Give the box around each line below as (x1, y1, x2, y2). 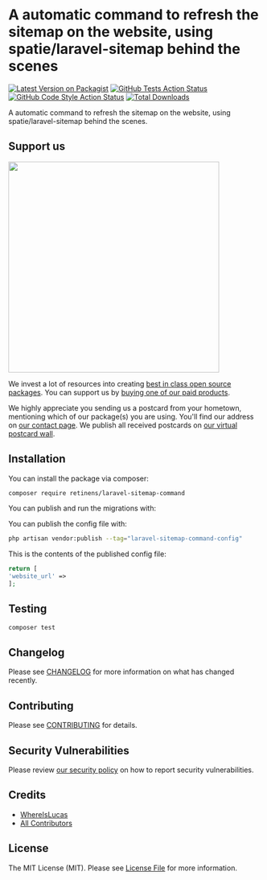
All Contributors (19, 818, 72, 828)
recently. (8, 675, 38, 685)
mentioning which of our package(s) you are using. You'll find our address (8, 411, 254, 421)
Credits (8, 788, 47, 802)
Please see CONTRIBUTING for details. (8, 721, 138, 730)
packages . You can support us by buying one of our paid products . (8, 387, 231, 397)
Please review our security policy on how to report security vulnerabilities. (8, 765, 254, 775)
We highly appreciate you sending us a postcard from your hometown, (8, 403, 242, 412)
